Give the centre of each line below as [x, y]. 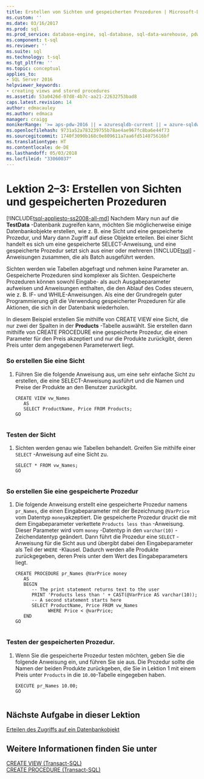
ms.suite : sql [24, 52]
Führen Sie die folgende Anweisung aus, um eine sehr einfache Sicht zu [105, 374]
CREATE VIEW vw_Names [42, 398]
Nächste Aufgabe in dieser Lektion [73, 715]
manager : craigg [27, 119]
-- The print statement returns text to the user [95, 590]
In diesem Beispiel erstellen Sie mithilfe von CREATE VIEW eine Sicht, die [97, 319]
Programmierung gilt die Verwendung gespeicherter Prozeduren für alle [96, 301]
